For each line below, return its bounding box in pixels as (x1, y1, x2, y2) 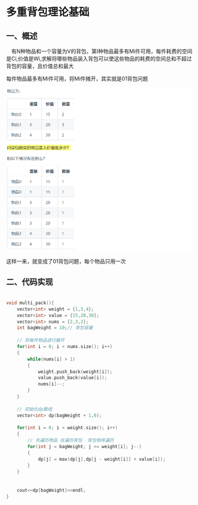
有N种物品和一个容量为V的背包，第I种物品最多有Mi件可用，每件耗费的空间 (11, 48, 193, 55)
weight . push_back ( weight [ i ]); (37, 369, 113, 375)
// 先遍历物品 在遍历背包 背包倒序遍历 (27, 437, 114, 443)
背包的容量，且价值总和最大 (6, 63, 74, 69)
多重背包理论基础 (6, 5, 90, 19)
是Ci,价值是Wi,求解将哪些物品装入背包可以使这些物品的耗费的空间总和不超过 (6, 55, 192, 62)
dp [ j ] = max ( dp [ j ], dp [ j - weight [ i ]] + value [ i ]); (37, 456, 166, 462)
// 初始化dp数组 (17, 406, 52, 412)
